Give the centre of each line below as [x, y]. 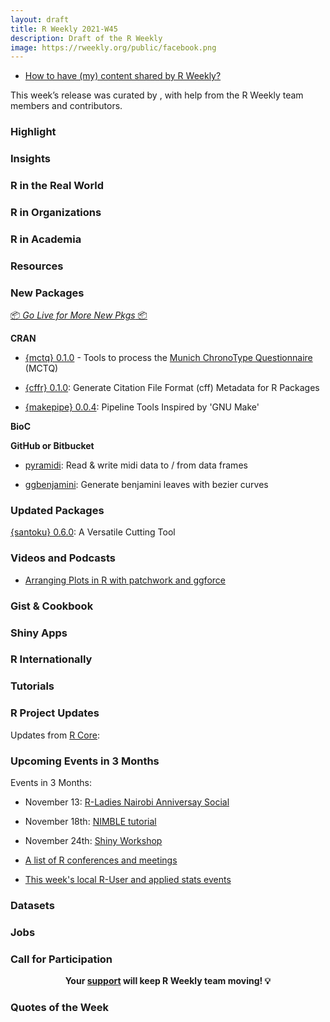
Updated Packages [57, 510]
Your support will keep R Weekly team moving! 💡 [168, 981]
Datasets [32, 905]
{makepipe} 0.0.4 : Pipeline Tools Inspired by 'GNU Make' [142, 407]
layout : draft [40, 19]
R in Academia [46, 239]
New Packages [47, 293]
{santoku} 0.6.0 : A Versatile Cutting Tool [93, 532]
